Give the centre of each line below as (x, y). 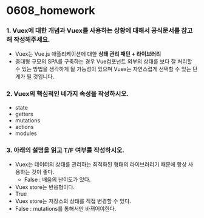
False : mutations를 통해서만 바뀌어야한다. (66, 209)
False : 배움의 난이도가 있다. (57, 180)
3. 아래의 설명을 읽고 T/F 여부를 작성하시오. (65, 150)
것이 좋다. (43, 172)
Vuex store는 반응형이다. (45, 187)
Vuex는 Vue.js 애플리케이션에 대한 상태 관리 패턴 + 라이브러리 (88, 54)
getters (24, 114)
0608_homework (51, 11)
